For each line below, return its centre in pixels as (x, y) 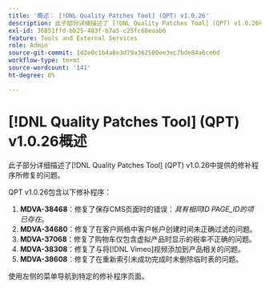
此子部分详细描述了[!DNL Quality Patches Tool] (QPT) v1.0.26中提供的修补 (130, 165)
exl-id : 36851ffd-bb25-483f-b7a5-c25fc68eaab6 (87, 30)
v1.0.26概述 (48, 141)
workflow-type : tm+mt (44, 61)
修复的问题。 (43, 175)
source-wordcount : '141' (50, 68)
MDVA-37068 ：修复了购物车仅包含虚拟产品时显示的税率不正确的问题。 (138, 239)
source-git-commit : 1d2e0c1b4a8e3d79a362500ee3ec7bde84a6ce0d (114, 53)
